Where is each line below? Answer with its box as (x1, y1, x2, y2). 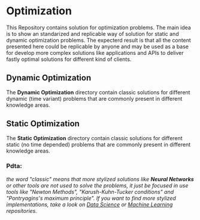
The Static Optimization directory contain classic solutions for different (6, 134, 183, 141)
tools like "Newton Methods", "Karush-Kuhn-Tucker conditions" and (6, 188, 174, 195)
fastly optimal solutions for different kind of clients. (6, 55, 132, 63)
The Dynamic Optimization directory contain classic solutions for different (6, 88, 190, 96)
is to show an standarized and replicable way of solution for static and (6, 30, 179, 37)
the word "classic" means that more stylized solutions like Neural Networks (6, 175, 195, 182)
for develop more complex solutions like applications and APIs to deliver (6, 49, 184, 56)
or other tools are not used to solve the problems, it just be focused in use (6, 182, 189, 189)
